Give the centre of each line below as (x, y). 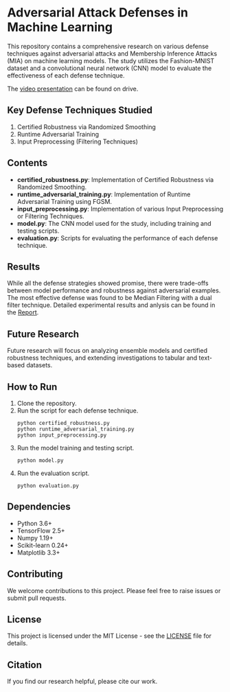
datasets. (39, 365)
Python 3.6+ (35, 523)
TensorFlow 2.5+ (41, 531)
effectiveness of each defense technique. (66, 75)
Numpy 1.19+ (35, 538)
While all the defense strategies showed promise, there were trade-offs (108, 284)
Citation (25, 665)
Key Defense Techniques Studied (80, 110)
